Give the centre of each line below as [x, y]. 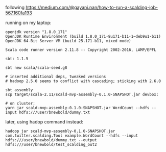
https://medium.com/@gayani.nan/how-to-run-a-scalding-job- [92, 7]
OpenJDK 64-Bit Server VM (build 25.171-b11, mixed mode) [68, 41]
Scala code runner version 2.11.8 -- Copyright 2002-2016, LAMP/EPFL [81, 50]
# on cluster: [20, 104]
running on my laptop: [29, 23]
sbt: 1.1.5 [17, 59]
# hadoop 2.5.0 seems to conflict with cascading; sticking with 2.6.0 [83, 81]
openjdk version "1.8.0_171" [36, 32]
